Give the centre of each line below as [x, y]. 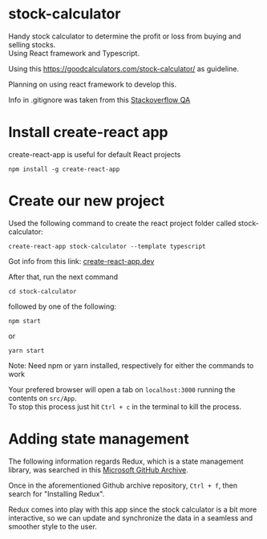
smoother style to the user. [53, 526]
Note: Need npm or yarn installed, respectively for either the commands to [131, 365]
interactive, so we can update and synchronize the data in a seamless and [131, 517]
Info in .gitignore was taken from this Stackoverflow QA [99, 99]
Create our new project [87, 201]
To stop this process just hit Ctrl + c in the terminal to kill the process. [125, 407]
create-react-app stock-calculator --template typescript [107, 246]
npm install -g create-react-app [64, 169]
